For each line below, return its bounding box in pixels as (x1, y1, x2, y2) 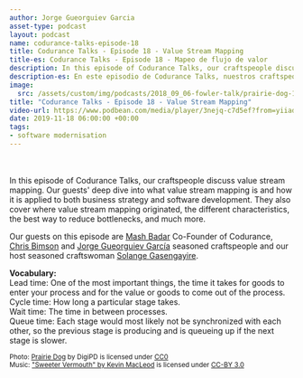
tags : (9, 123, 30, 132)
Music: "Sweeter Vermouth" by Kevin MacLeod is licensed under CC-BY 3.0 (9, 360, 245, 369)
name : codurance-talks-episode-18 (9, 38, 140, 48)
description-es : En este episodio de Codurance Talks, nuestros (9, 72, 256, 81)
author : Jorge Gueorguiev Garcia (9, 13, 135, 23)
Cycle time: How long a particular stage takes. (9, 296, 180, 307)
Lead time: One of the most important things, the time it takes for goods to (9, 277, 285, 288)
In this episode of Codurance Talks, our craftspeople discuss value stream (9, 175, 286, 185)
